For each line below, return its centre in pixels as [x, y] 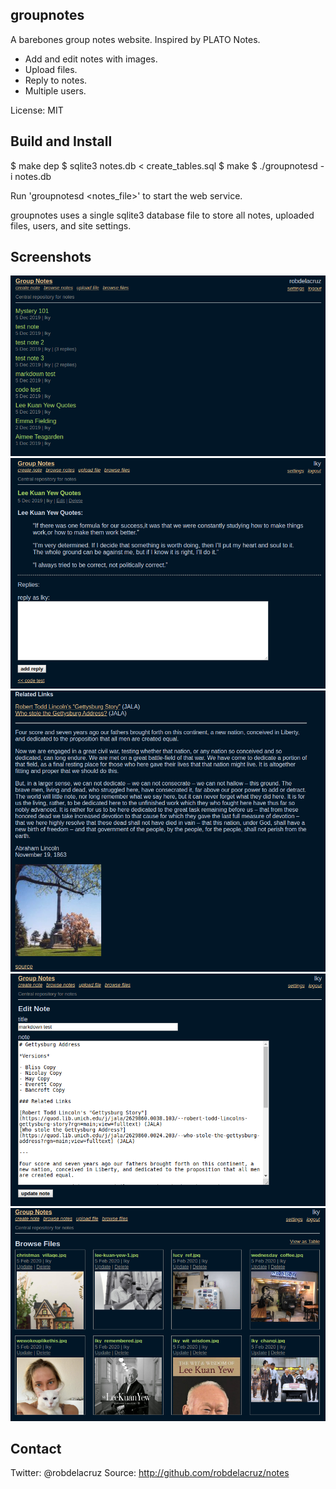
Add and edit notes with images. [91, 59]
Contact [36, 1448]
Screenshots [51, 257]
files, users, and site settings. [71, 225]
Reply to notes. [56, 80]
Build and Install [61, 141]
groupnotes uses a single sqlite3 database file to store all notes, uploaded [162, 215]
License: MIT [37, 110]
